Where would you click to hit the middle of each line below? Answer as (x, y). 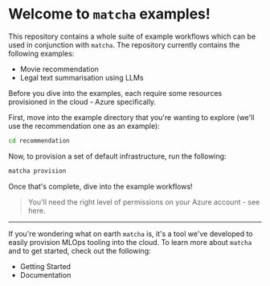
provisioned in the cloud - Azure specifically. (82, 102)
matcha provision (37, 171)
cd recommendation (39, 141)
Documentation (45, 275)
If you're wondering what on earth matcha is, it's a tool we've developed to (131, 234)
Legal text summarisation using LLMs (82, 77)
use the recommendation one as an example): (84, 126)
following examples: (41, 53)
